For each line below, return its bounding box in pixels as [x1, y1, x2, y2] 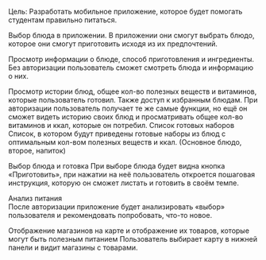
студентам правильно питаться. [8, 15, 118, 25]
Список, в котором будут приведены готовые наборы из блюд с [8, 129, 226, 138]
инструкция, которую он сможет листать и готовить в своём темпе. [8, 178, 240, 188]
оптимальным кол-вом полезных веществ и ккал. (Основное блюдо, [8, 138, 242, 146]
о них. [8, 72, 29, 80]
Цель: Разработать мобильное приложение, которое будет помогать [8, 7, 243, 16]
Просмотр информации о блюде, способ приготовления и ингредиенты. [8, 55, 255, 64]
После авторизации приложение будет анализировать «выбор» [8, 202, 225, 211]
